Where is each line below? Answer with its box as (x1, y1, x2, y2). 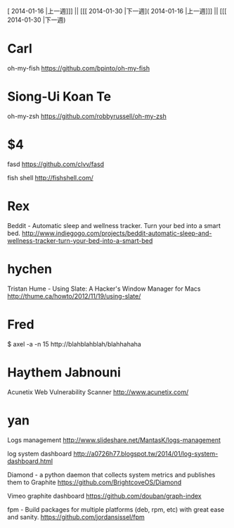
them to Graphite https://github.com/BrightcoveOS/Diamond (7, 478, 182, 486)
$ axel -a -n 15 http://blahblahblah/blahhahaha (7, 339, 142, 348)
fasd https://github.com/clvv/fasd (7, 160, 104, 168)
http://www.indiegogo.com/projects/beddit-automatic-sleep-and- (22, 229, 212, 237)
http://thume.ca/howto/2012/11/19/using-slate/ (7, 291, 141, 300)
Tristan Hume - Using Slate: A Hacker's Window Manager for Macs (7, 284, 201, 293)
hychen (7, 260, 53, 277)
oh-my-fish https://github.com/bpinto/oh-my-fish (7, 63, 150, 73)
